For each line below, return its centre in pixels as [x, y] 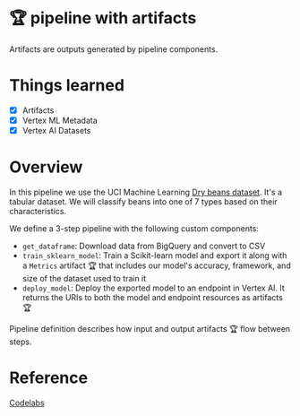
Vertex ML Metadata [60, 120]
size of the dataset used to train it [84, 278]
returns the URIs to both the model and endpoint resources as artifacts [153, 297]
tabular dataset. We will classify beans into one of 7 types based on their [143, 202]
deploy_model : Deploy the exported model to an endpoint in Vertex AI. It [153, 288]
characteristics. [38, 211]
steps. [21, 342]
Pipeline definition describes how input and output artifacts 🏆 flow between [150, 329]
